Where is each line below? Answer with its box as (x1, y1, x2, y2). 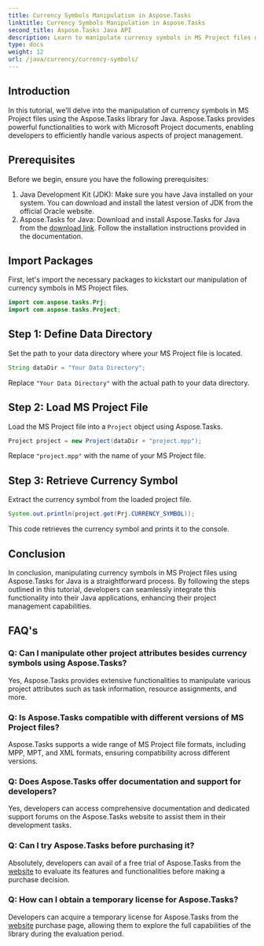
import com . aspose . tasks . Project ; (8, 306, 122, 314)
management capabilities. (8, 601, 92, 611)
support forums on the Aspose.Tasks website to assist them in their (8, 812, 226, 822)
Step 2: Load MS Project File (8, 401, 148, 414)
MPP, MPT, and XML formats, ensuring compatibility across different (8, 748, 230, 757)
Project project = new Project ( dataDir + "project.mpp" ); (8, 437, 202, 445)
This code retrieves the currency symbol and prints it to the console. (8, 524, 229, 534)
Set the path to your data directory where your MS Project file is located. (8, 348, 243, 358)
